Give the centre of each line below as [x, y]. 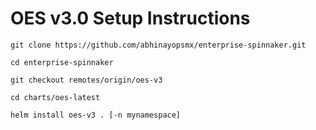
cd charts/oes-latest [55, 97]
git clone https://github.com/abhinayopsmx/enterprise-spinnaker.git [158, 45]
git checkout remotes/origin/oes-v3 [86, 80]
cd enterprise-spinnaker [62, 62]
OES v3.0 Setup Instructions [130, 18]
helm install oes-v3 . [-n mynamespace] [96, 115]
